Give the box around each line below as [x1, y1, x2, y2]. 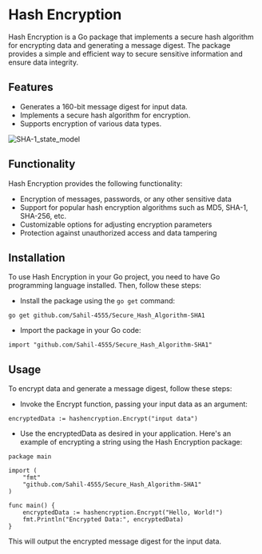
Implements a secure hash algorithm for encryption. [19, 110, 191, 120]
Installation [8, 251, 65, 264]
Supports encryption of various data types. [19, 118, 162, 129]
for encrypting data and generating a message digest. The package [8, 40, 231, 49]
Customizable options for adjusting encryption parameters [19, 220, 212, 229]
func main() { [8, 501, 56, 510]
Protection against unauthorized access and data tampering [19, 228, 217, 237]
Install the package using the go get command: [19, 296, 176, 306]
